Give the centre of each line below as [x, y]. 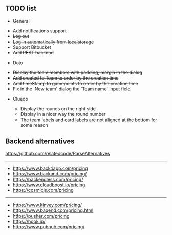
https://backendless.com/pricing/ [48, 179]
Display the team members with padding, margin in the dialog [77, 72]
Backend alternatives [40, 141]
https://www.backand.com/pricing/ [50, 173]
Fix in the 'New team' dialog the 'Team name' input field [71, 89]
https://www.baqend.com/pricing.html [53, 210]
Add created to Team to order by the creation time [66, 78]
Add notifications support [39, 31]
